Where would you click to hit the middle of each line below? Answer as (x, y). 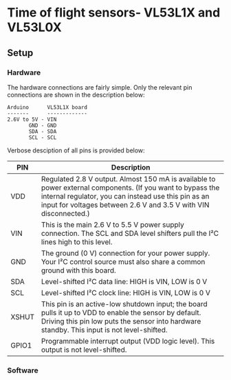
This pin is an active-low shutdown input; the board (124, 303)
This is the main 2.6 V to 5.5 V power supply (112, 224)
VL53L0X (34, 27)
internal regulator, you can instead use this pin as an (125, 196)
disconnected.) (66, 213)
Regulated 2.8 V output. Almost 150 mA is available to (128, 179)
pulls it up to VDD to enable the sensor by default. (121, 312)
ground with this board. (78, 270)
